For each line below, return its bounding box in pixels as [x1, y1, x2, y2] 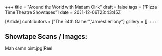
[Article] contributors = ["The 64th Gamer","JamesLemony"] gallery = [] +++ [5, 19, 158, 24]
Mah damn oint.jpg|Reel [5, 45, 53, 51]
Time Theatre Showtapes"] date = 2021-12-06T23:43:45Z [5, 9, 121, 15]
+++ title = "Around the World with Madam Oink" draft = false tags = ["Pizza [5, 4, 157, 10]
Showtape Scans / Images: [5, 32, 88, 41]
